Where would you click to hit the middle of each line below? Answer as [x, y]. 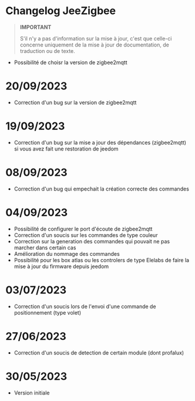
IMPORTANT [36, 27]
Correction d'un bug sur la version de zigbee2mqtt [75, 102]
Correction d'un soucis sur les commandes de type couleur [86, 235]
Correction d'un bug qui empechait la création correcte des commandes [101, 189]
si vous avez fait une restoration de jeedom [66, 149]
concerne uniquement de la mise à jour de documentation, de [95, 45]
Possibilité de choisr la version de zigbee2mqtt [70, 62]
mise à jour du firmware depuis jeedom [61, 266]
